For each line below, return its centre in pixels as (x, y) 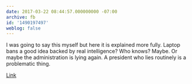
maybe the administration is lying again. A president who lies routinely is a (96, 57)
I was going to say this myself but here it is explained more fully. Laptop (93, 45)
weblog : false (24, 28)
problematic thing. (28, 64)
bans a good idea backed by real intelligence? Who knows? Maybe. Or (92, 51)
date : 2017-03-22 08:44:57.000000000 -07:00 (62, 12)
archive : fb (21, 17)
